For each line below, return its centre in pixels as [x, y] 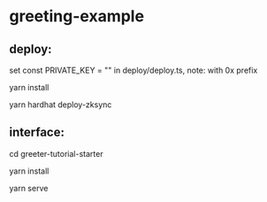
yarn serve [29, 188]
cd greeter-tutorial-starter [56, 153]
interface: [37, 132]
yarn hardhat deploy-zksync [61, 105]
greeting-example [76, 16]
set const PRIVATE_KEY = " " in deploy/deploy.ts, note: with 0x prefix [133, 70]
